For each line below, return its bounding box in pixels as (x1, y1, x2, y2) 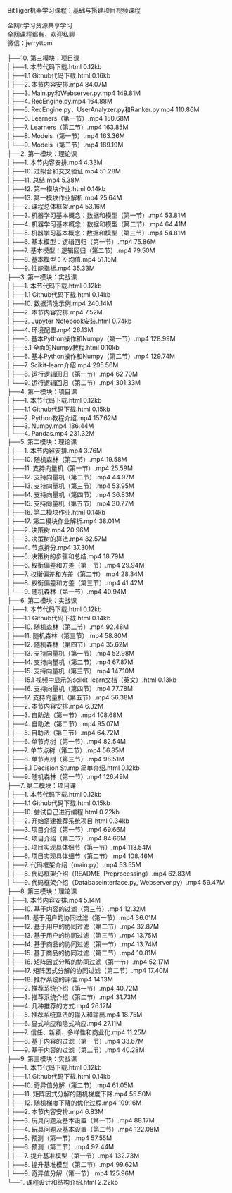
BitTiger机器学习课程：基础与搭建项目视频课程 (7, 6, 141, 14)
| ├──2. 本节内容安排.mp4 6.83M (7, 1108, 104, 1115)
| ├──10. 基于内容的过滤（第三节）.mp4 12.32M (7, 905, 146, 913)
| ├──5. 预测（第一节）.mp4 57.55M (7, 1134, 112, 1142)
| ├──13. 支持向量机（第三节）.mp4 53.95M (7, 482, 135, 490)
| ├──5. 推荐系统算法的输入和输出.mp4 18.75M (7, 1010, 143, 1019)
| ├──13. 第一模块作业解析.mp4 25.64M (7, 193, 122, 202)
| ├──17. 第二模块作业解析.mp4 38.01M (7, 517, 120, 525)
